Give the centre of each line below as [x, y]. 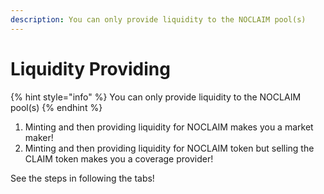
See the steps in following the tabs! [82, 178]
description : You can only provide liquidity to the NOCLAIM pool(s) [158, 19]
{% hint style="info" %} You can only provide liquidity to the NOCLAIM [156, 97]
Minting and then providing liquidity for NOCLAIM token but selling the [169, 148]
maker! [39, 137]
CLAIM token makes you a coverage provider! [119, 158]
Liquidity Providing [90, 68]
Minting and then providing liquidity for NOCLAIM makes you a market [169, 127]
